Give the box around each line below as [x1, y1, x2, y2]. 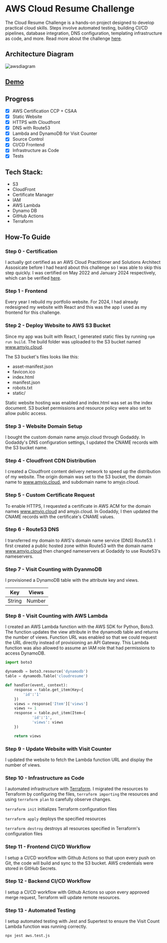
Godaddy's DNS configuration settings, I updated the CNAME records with [5, 439, 159, 445]
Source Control [12, 136, 44, 142]
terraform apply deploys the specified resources [5, 816, 106, 822]
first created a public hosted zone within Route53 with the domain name [5, 543, 153, 549]
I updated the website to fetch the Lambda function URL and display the [5, 757, 153, 763]
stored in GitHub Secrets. [5, 865, 57, 871]
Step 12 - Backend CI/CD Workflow [5, 878, 91, 885]
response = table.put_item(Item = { [14, 711, 86, 716]
